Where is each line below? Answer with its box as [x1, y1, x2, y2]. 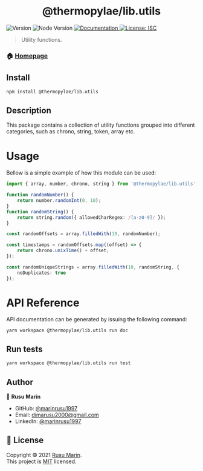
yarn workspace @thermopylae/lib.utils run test [6, 360, 131, 366]
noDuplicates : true [17, 270, 66, 276]
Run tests [6, 344, 43, 354]
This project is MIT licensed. [6, 458, 77, 465]
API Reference [6, 296, 80, 310]
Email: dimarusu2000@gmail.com [14, 411, 100, 418]
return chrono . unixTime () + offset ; [17, 247, 110, 254]
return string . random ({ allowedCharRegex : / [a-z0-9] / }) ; [17, 214, 166, 221]
